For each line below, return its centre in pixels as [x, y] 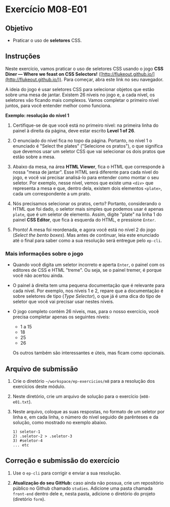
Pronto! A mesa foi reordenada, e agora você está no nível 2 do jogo [84, 230]
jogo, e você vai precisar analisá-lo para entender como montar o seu [86, 177]
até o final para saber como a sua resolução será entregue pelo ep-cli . [87, 240]
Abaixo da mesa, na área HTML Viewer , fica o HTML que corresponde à [89, 166]
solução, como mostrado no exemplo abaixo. [60, 422]
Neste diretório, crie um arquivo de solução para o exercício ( [77, 396]
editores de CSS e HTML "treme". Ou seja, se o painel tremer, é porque [87, 270]
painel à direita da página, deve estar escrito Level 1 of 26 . [74, 130]
